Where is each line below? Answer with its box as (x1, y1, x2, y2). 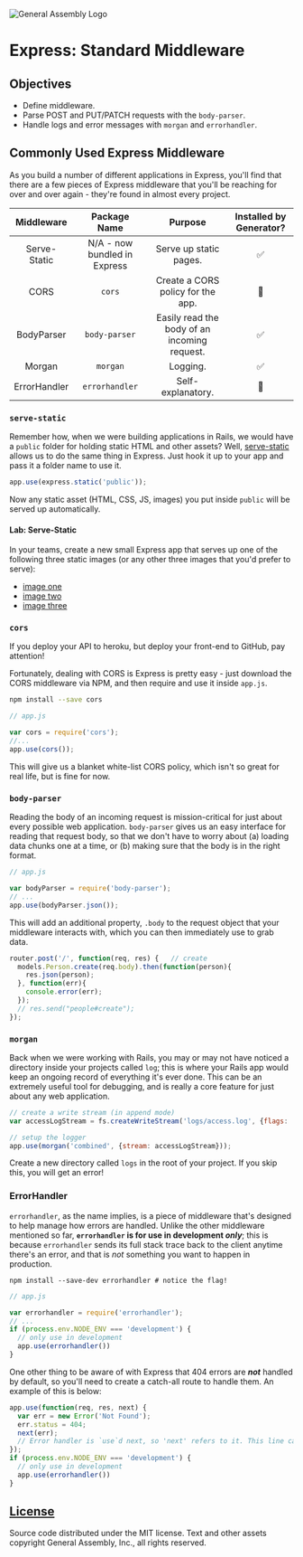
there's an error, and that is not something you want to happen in (9, 1249, 251, 1260)
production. (9, 1258, 52, 1269)
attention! (9, 651, 45, 662)
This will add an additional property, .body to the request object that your (9, 917, 280, 928)
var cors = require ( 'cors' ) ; (9, 728, 119, 737)
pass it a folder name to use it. (9, 460, 122, 471)
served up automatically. (9, 503, 101, 514)
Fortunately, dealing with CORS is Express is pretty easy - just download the (9, 668, 292, 679)
